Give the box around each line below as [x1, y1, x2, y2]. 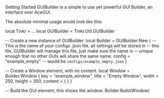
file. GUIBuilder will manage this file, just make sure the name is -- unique [5, 48, 153, 54]
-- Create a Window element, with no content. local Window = [5, 68, 130, 74]
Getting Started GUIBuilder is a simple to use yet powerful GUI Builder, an [5, 4, 153, 10]
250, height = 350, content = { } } [5, 78, 72, 84]
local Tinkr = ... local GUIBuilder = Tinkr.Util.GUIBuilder [5, 28, 115, 34]
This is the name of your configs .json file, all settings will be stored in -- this [5, 43, 159, 48]
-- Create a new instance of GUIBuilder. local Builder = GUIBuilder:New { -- [5, 38, 157, 43]
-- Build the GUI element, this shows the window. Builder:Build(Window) [5, 88, 150, 93]
